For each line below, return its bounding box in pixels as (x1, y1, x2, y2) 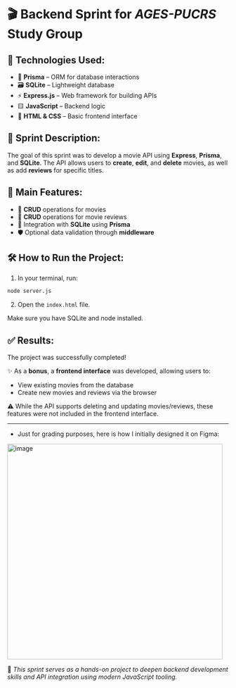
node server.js (7, 287, 52, 295)
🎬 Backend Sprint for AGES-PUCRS (7, 6, 216, 23)
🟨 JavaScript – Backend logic (17, 102, 106, 110)
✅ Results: (7, 334, 54, 346)
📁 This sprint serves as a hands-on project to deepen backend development (7, 665, 228, 674)
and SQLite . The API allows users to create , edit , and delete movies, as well (7, 158, 228, 167)
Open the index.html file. (17, 301, 91, 309)
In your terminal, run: (17, 274, 79, 282)
